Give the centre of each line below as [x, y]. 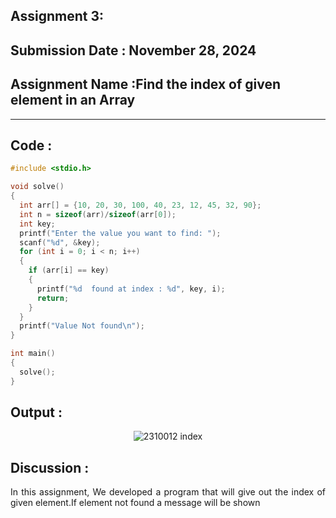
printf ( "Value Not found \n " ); [82, 326]
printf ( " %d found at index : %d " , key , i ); [131, 289]
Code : [31, 145]
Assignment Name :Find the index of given [146, 84]
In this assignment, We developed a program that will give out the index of [168, 492]
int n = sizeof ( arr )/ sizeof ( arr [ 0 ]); [98, 214]
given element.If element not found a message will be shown [135, 503]
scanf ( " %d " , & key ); [60, 242]
